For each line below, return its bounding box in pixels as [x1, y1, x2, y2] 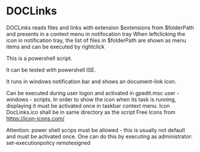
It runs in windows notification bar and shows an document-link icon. [6, 78, 177, 85]
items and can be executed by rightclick [6, 43, 105, 50]
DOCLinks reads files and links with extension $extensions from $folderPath [6, 24, 195, 31]
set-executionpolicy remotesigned [6, 139, 91, 146]
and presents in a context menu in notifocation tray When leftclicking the [6, 30, 186, 37]
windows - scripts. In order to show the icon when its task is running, [6, 96, 177, 103]
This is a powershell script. [6, 54, 72, 62]
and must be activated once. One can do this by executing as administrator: [6, 133, 193, 140]
